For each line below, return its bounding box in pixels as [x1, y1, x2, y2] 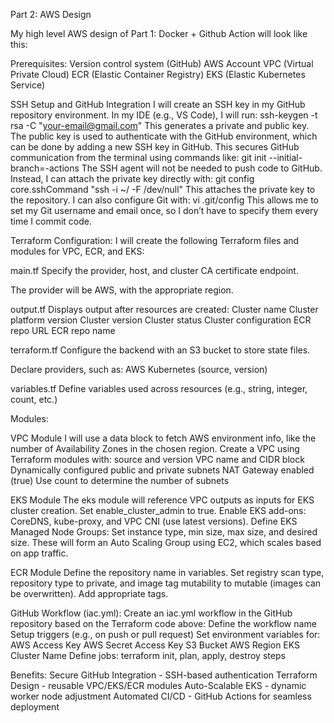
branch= [10, 162, 46, 174]
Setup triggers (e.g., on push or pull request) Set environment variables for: [10, 629, 321, 640]
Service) [10, 79, 46, 91]
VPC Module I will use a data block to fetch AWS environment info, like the [10, 432, 317, 444]
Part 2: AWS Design [10, 9, 92, 20]
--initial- [268, 152, 303, 163]
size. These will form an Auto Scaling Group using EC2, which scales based [10, 537, 322, 548]
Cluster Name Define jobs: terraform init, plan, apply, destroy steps [10, 650, 286, 661]
